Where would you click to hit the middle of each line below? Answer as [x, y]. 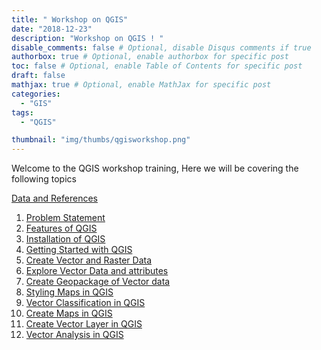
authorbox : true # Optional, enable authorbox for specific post [150, 57]
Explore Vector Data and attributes [97, 271]
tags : [22, 112]
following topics [44, 179]
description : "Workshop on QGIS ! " [87, 38]
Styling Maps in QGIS [69, 292]
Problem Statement [65, 218]
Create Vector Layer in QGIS [84, 324]
